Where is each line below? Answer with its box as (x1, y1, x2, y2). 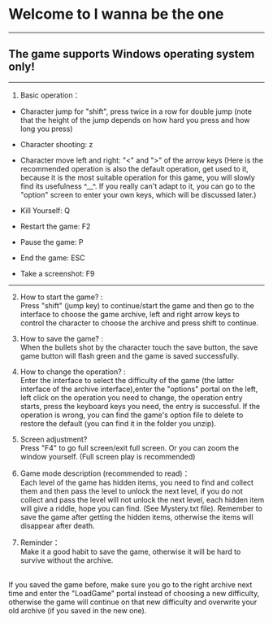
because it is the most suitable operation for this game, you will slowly (19, 172, 256, 182)
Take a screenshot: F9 (19, 268, 95, 278)
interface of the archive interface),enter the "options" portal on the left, (19, 384, 258, 394)
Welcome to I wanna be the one (8, 5, 224, 24)
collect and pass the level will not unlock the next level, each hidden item (19, 494, 265, 504)
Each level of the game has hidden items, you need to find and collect (19, 477, 254, 487)
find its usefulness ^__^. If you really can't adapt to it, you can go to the (19, 181, 256, 191)
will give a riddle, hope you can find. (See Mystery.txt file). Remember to (19, 503, 262, 513)
